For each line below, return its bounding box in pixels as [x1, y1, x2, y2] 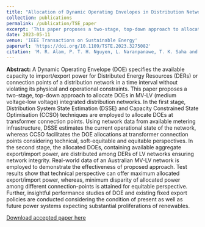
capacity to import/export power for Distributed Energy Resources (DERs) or [6, 72, 198, 80]
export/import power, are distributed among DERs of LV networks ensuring [6, 150, 194, 157]
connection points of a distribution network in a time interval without [6, 78, 178, 86]
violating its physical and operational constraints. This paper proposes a [6, 85, 187, 92]
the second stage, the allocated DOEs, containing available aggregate [6, 143, 182, 151]
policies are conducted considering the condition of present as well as [6, 195, 183, 203]
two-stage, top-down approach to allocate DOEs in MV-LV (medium [6, 91, 177, 99]
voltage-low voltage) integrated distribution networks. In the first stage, [6, 98, 186, 105]
